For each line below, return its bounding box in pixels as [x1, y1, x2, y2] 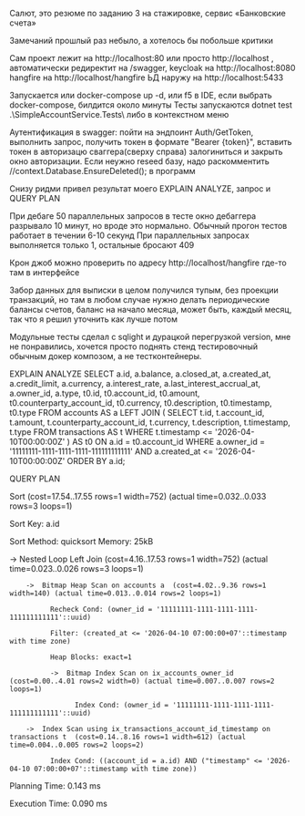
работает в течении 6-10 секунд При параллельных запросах [9, 230, 250, 241]
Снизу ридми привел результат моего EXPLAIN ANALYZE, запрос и [9, 183, 271, 194]
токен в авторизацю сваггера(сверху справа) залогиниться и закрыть [9, 146, 283, 157]
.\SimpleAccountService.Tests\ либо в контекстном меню [9, 109, 229, 119]
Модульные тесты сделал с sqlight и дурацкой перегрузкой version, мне [9, 332, 291, 342]
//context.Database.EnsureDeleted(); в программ [9, 166, 196, 176]
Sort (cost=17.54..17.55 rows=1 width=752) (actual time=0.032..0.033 [9, 491, 267, 501]
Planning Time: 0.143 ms [9, 780, 102, 791]
